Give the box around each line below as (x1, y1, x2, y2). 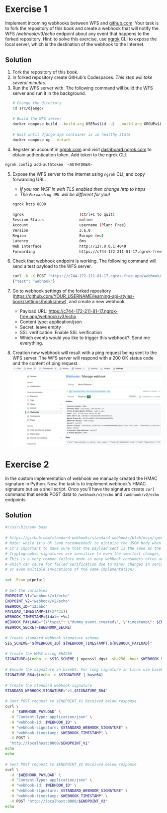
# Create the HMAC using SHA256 (5, 651, 72, 656)
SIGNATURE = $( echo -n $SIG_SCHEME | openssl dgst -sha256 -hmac (5, 657, 139, 662)
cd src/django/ (12, 106, 44, 111)
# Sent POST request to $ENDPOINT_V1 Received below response (5, 699, 137, 704)
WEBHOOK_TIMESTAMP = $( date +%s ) (5, 614, 70, 620)
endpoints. (5, 496, 27, 502)
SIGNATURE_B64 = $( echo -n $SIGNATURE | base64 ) (5, 672, 103, 677)
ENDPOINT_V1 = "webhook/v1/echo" (5, 593, 70, 598)
